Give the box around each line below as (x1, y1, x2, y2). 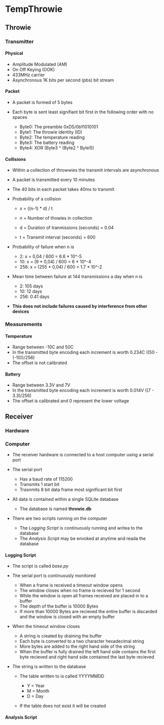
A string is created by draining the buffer (19, 633, 102, 639)
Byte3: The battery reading (19, 140, 75, 145)
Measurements (5, 321, 42, 328)
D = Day (27, 693, 44, 699)
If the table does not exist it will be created (19, 703, 106, 709)
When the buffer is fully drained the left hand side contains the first (19, 649, 156, 655)
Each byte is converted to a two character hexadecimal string (19, 638, 144, 644)
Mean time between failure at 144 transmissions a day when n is (12, 274, 143, 280)
